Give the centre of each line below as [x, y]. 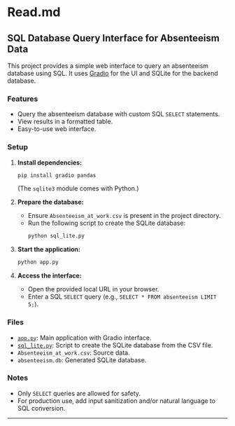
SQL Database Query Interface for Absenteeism [114, 38]
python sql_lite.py [56, 236]
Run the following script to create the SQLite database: [107, 223]
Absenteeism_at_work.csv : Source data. [74, 352]
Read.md [34, 12]
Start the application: [49, 249]
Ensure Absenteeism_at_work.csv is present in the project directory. [124, 216]
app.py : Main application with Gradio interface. [84, 338]
